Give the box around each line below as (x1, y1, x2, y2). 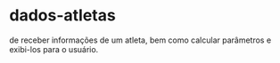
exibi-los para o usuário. (9, 43, 99, 54)
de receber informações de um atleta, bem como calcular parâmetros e (9, 35, 272, 45)
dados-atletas (9, 5, 116, 26)
